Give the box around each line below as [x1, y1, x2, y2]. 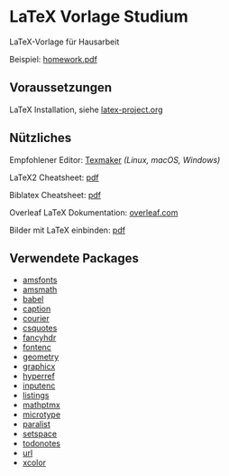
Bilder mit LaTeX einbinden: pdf [9, 224, 126, 235]
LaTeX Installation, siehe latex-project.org [9, 104, 164, 115]
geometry [22, 351, 60, 363]
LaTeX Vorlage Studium [9, 6, 189, 27]
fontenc [22, 342, 52, 353]
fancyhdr [22, 332, 57, 343]
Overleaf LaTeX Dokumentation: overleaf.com [9, 206, 179, 218]
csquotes [22, 323, 58, 334]
